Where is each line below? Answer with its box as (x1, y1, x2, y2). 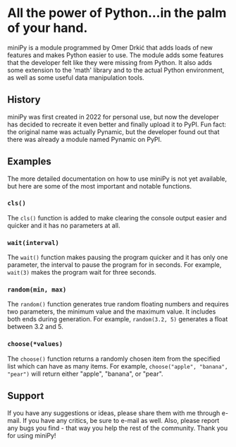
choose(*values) (7, 340, 63, 348)
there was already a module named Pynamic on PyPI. (7, 135, 162, 143)
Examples (7, 155, 51, 167)
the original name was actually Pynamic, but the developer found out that (7, 127, 220, 136)
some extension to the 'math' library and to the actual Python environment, (7, 66, 225, 74)
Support (7, 390, 44, 402)
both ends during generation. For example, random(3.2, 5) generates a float (7, 315, 228, 323)
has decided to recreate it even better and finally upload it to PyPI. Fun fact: (7, 120, 227, 129)
